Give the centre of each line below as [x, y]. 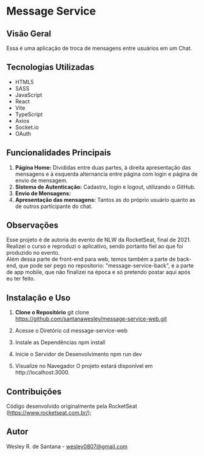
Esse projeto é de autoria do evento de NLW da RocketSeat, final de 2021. [99, 240]
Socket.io [27, 127]
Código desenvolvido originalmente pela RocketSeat [72, 406]
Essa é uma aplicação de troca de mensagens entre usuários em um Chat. [99, 48]
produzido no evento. [33, 253]
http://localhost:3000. [42, 373]
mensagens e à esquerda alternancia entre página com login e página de [106, 174]
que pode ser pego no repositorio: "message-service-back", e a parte [106, 266]
